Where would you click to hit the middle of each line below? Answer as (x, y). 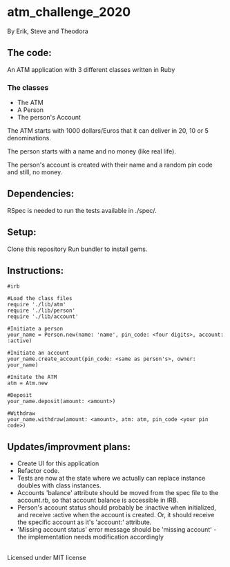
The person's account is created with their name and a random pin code (110, 165)
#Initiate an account (38, 353)
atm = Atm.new (28, 383)
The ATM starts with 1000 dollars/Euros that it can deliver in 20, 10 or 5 (108, 131)
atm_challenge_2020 (69, 12)
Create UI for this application (58, 463)
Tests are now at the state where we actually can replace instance (111, 478)
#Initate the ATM (32, 378)
